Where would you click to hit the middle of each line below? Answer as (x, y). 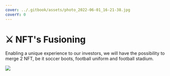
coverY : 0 (16, 15)
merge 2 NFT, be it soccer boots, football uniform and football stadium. (79, 59)
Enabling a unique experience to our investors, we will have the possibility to (85, 53)
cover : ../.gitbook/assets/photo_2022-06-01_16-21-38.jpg (68, 10)
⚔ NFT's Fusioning (46, 40)
